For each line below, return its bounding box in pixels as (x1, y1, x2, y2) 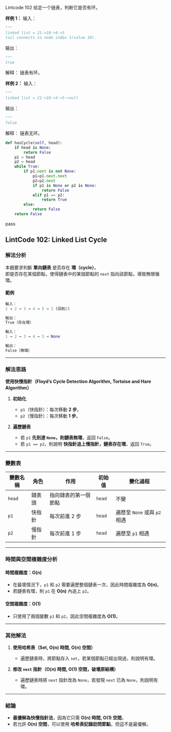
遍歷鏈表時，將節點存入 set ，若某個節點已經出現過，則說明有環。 (20, 655, 158, 661)
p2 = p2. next (32, 178, 56, 183)
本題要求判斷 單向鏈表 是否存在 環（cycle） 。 (5, 264, 99, 271)
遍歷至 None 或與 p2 (116, 509, 161, 516)
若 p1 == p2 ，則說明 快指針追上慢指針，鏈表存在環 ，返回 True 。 (20, 441, 154, 447)
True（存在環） (5, 320, 34, 325)
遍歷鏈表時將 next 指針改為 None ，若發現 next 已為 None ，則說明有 (20, 677, 158, 683)
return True (41, 197, 67, 203)
